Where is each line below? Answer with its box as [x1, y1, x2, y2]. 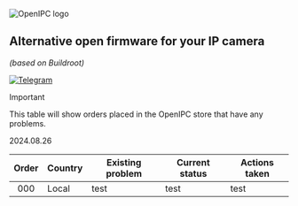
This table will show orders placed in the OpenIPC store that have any [9, 109, 263, 119]
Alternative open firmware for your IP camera [9, 34, 265, 49]
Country [47, 162, 83, 174]
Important [9, 91, 45, 102]
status [179, 167, 208, 179]
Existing [106, 156, 142, 168]
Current [176, 156, 210, 168]
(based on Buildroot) [9, 57, 85, 68]
